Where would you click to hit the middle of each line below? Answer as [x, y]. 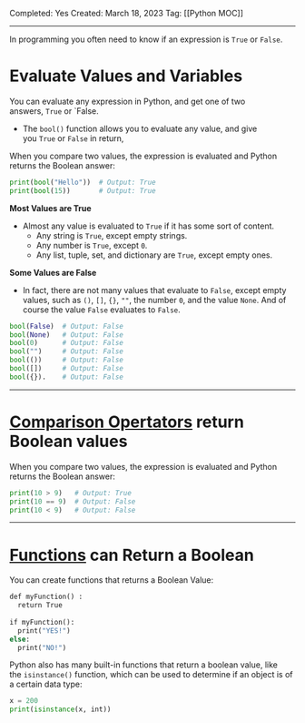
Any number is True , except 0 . [92, 245]
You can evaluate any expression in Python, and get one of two [128, 101]
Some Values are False [53, 272]
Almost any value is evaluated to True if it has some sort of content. [148, 226]
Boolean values [69, 442]
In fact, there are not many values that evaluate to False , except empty [154, 290]
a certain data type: [46, 684]
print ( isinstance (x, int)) [60, 709]
